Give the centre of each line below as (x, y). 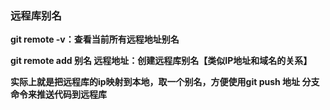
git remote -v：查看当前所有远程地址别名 (95, 39)
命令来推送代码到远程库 (58, 94)
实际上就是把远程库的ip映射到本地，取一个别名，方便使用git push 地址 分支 (165, 82)
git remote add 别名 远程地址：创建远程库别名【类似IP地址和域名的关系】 (161, 61)
